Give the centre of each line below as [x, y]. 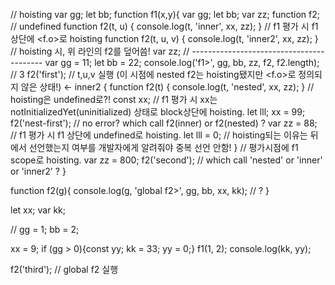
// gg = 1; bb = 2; [45, 229]
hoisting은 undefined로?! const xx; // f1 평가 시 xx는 [114, 99]
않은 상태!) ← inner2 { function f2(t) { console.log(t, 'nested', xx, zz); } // [167, 87]
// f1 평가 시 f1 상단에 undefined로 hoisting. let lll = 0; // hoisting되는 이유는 [159, 135]
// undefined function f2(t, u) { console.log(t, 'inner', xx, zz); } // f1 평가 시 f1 [164, 26]
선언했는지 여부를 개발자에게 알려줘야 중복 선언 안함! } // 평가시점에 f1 [163, 147]
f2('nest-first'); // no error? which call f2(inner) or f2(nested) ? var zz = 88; [164, 123]
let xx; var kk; [38, 210]
